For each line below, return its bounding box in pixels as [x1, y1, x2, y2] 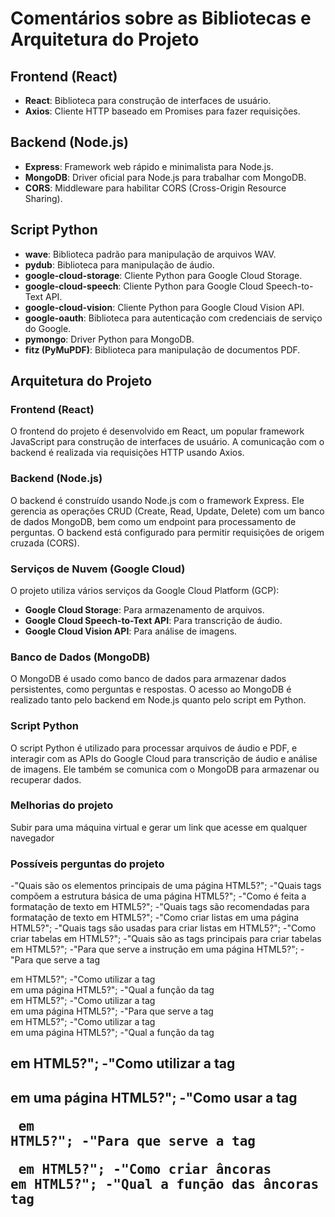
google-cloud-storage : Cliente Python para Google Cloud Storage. [24, 269, 303, 281]
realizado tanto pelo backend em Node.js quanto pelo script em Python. [10, 694, 307, 706]
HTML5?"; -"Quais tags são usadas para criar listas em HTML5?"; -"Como [10, 922, 317, 934]
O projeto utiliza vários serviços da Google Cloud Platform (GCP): [10, 584, 280, 596]
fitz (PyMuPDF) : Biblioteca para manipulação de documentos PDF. [24, 343, 301, 356]
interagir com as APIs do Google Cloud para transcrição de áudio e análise [10, 752, 318, 764]
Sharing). [24, 192, 63, 204]
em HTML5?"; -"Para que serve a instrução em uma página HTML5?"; [10, 943, 298, 956]
